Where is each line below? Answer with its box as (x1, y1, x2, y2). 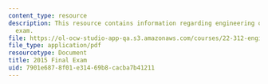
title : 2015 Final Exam (8, 57, 88, 65)
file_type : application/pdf (8, 42, 102, 50)
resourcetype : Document (8, 49, 88, 57)
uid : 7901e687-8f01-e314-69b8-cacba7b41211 (8, 64, 156, 72)
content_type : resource (8, 11, 88, 20)
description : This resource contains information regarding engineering (8, 19, 255, 27)
